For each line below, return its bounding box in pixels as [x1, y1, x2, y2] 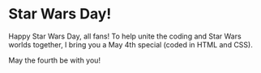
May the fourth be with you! [8, 55, 101, 65]
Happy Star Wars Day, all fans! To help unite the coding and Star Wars [8, 31, 242, 41]
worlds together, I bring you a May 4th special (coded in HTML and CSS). [8, 39, 253, 49]
